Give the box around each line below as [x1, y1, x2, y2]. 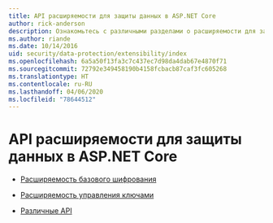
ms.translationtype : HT [8, 72, 89, 81]
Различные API [19, 206, 72, 216]
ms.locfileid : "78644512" [8, 95, 96, 103]
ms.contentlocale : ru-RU [8, 80, 93, 88]
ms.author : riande [8, 34, 71, 43]
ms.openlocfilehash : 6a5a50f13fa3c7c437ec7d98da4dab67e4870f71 [8, 58, 227, 66]
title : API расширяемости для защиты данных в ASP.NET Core [8, 11, 217, 20]
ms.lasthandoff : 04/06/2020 [8, 87, 104, 96]
